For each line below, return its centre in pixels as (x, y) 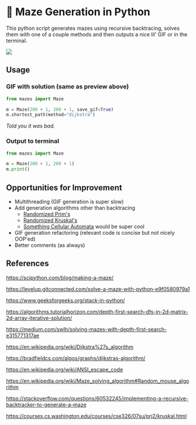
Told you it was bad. (31, 126)
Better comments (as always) (50, 245)
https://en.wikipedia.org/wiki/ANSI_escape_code (65, 369)
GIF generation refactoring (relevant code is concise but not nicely (94, 232)
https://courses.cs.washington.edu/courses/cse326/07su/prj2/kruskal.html (97, 416)
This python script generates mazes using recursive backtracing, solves (93, 28)
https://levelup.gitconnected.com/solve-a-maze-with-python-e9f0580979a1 (98, 289)
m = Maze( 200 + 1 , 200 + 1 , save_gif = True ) (60, 109)
